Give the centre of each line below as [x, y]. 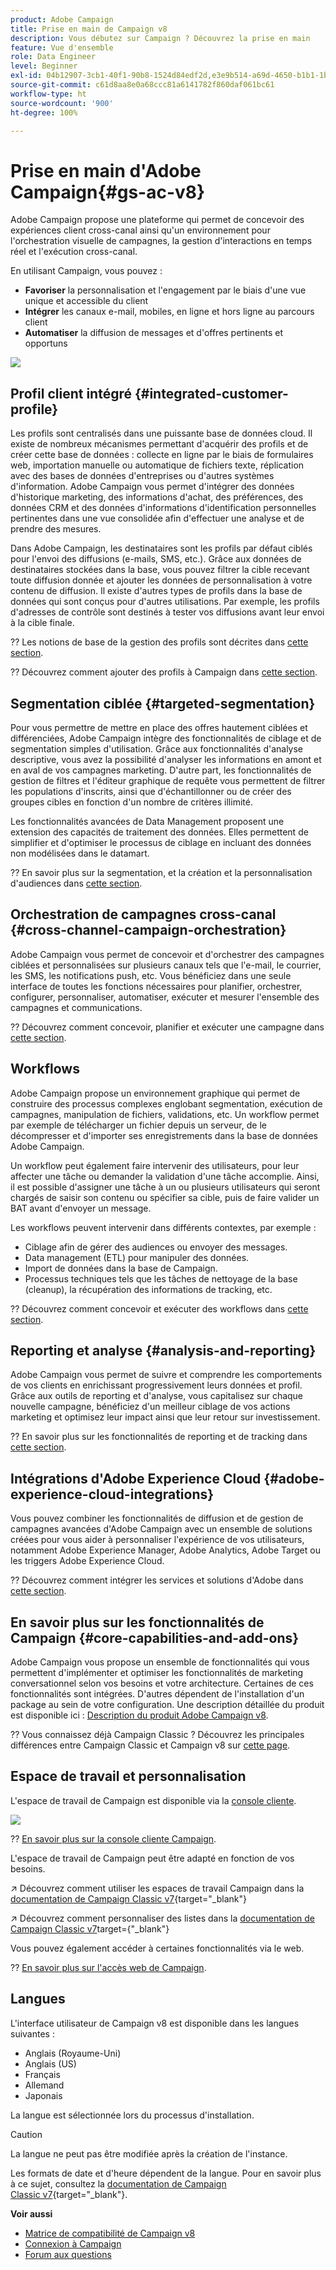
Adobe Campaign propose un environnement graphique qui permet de [155, 1093]
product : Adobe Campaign [62, 19]
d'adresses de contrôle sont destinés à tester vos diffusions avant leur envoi [167, 612]
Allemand [44, 2085]
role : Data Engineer [53, 57]
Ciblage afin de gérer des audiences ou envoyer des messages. [156, 1247]
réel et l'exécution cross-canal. [74, 252]
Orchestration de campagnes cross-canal [143, 914]
